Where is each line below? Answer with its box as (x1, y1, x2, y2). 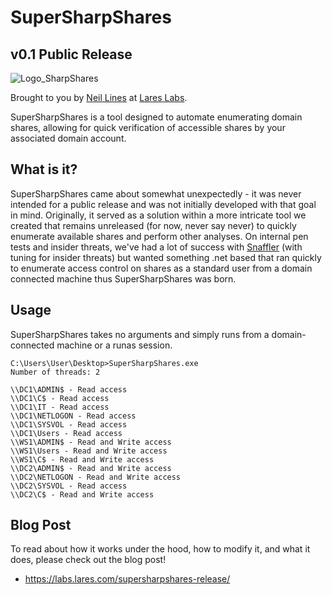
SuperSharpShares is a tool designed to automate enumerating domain (10, 111, 303, 123)
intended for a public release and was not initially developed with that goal (10, 198, 317, 210)
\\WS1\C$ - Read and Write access (10, 454, 155, 465)
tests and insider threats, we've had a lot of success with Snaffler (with (10, 241, 303, 253)
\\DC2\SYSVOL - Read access (10, 481, 128, 491)
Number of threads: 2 (10, 367, 101, 377)
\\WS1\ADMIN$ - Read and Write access (10, 437, 172, 447)
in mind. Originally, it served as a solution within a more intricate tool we (10, 209, 307, 221)
